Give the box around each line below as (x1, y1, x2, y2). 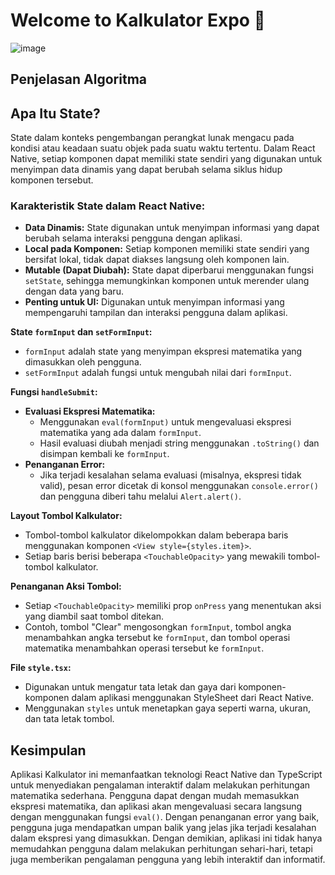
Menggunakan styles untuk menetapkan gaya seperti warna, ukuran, (24, 702, 311, 714)
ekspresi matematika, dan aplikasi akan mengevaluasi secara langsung (10, 800, 303, 813)
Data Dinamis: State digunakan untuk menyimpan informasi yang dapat (24, 222, 320, 234)
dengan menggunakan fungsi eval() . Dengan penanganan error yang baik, (10, 811, 320, 823)
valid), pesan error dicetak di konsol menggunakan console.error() (39, 480, 319, 492)
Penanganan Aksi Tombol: (10, 580, 122, 593)
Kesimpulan (10, 742, 87, 759)
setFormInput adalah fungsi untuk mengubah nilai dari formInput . (24, 367, 292, 379)
